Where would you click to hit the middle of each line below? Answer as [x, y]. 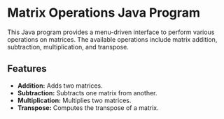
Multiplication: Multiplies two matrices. [74, 100]
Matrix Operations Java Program [104, 13]
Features [27, 69]
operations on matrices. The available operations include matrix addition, [112, 39]
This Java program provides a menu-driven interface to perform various [111, 32]
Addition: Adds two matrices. [60, 86]
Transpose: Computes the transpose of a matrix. [88, 108]
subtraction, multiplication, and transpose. [68, 47]
